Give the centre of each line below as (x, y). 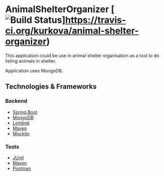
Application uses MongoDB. (34, 71)
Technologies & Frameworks (51, 87)
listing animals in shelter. (31, 61)
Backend (16, 101)
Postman (22, 168)
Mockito (21, 134)
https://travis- (96, 20)
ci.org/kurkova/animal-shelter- (72, 31)
